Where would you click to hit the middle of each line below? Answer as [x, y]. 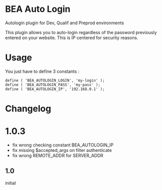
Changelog [28, 109]
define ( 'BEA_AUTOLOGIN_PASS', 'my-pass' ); [53, 85]
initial [11, 183]
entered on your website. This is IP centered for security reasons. [72, 38]
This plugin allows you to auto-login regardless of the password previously [81, 32]
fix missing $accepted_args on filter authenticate [62, 150]
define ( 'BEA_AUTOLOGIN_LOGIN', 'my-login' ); [55, 80]
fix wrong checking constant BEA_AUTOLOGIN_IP [63, 145]
